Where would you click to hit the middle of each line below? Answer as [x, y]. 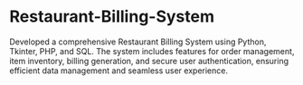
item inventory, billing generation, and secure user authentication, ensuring [149, 61]
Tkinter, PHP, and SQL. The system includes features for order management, [152, 51]
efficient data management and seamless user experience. [119, 71]
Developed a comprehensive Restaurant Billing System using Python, [138, 42]
